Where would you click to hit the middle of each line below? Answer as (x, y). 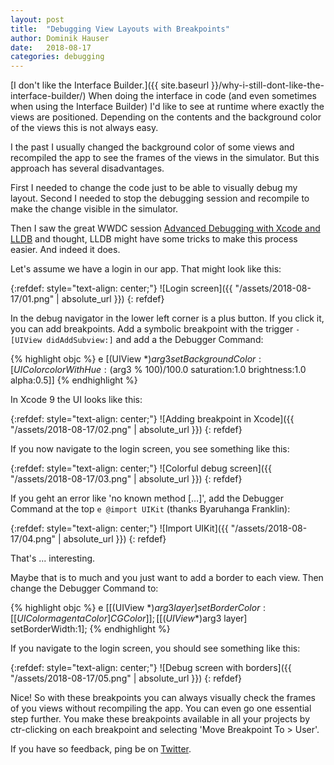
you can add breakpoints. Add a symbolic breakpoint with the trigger (152, 329)
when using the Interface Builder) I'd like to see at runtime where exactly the (167, 107)
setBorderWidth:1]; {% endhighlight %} (90, 629)
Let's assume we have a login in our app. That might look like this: (146, 269)
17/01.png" (32, 299)
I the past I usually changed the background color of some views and (152, 147)
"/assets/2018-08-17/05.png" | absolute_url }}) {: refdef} (126, 678)
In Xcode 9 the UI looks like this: (76, 400)
